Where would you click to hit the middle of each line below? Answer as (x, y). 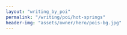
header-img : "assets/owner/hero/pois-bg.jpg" (63, 23)
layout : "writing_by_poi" (38, 12)
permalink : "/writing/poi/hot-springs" (56, 17)
